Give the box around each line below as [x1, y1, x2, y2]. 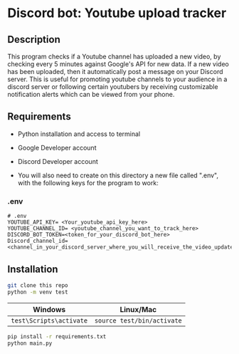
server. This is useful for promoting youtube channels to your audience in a [7, 75, 228, 83]
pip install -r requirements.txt [7, 333, 107, 340]
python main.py [7, 340, 53, 347]
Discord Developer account [17, 157, 98, 165]
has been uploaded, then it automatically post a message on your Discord [7, 68, 223, 76]
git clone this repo [7, 281, 69, 289]
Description [7, 33, 60, 46]
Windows [33, 304, 66, 314]
